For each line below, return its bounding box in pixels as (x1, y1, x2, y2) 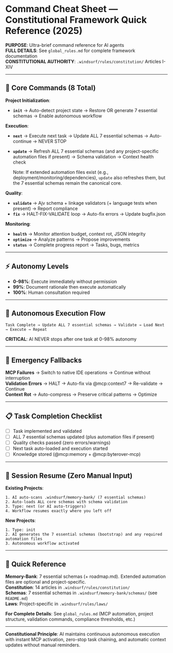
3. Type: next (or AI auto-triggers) (5, 504, 86, 509)
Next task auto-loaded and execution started (12, 446, 108, 452)
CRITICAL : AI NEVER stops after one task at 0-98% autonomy (5, 336, 137, 342)
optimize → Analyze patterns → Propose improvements (12, 236, 130, 242)
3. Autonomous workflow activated (5, 541, 80, 546)
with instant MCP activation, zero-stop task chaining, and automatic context (5, 636, 166, 642)
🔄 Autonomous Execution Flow (5, 309, 106, 317)
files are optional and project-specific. (5, 578, 86, 585)
